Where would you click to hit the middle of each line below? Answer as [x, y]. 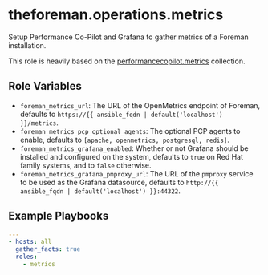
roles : [26, 257]
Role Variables [45, 86]
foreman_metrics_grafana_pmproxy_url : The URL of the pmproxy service [137, 173]
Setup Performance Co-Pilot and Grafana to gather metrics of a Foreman [128, 37]
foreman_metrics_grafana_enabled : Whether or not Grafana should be [134, 148]
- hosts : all [30, 242]
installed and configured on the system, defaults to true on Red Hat [131, 156]
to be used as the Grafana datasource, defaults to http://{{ [119, 182]
